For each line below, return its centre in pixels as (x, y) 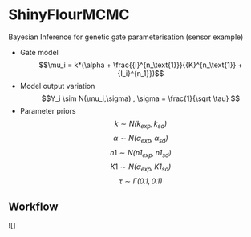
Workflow (33, 206)
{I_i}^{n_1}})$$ (141, 73)
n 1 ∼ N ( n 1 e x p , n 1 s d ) (141, 153)
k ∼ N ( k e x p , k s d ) (141, 124)
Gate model (39, 52)
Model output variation (57, 86)
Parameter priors (48, 110)
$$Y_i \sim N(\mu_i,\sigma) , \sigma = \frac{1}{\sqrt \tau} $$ (141, 98)
